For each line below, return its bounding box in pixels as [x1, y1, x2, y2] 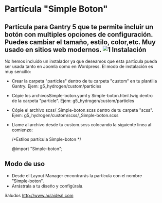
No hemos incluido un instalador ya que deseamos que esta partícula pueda [4, 58, 158, 64]
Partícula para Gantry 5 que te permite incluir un [4, 23, 154, 31]
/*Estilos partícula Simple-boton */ [11, 136, 81, 142]
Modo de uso [4, 160, 45, 168]
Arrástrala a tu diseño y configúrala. [11, 183, 84, 189]
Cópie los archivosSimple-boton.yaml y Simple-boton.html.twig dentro [11, 93, 153, 98]
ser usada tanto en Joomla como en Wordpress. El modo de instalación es [4, 64, 154, 69]
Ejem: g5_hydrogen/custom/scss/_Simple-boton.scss [11, 113, 119, 118]
